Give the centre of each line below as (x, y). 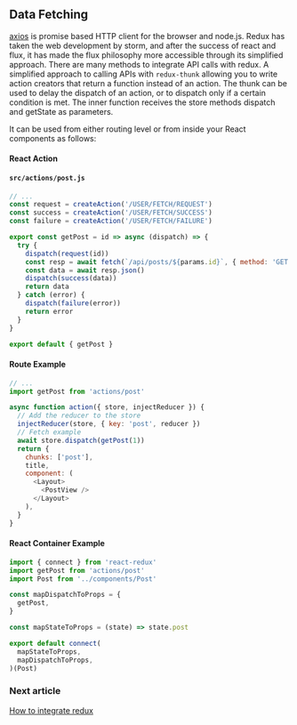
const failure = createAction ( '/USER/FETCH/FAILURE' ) (111, 222)
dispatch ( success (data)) (71, 278)
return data (47, 287)
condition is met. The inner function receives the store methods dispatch (142, 102)
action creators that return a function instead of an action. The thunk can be (148, 83)
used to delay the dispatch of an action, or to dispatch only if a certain (138, 93)
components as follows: (53, 138)
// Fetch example (49, 432)
